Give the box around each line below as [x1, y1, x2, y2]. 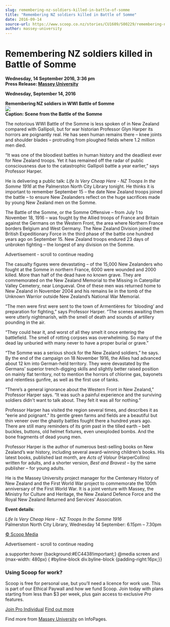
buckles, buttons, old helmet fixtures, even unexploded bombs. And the [5, 429, 154, 435]
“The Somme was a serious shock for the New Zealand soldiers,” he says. [5, 350, 159, 356]
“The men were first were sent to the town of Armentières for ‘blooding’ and [5, 303, 163, 309]
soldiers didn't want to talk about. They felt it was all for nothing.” [5, 397, 141, 403]
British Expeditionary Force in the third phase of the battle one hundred [5, 231, 153, 237]
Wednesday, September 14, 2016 [5, 91, 76, 97]
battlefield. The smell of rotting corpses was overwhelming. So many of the [5, 335, 162, 341]
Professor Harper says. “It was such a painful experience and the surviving [5, 392, 162, 398]
